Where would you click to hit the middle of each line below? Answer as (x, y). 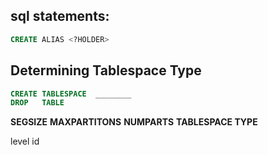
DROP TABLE (37, 103)
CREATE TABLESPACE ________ (71, 94)
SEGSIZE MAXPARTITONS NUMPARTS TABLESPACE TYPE (134, 122)
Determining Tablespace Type (106, 70)
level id (25, 141)
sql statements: (60, 16)
